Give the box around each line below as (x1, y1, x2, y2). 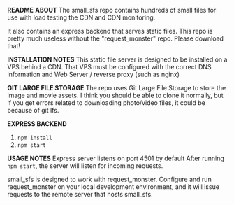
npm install (17, 134, 52, 141)
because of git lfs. (7, 106, 59, 114)
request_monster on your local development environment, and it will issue (7, 183, 220, 191)
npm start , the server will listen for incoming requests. (7, 162, 163, 170)
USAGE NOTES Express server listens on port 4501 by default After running (7, 154, 225, 162)
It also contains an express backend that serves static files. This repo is (7, 27, 213, 35)
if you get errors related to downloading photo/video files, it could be (7, 99, 206, 107)
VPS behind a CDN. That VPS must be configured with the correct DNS (7, 63, 212, 71)
